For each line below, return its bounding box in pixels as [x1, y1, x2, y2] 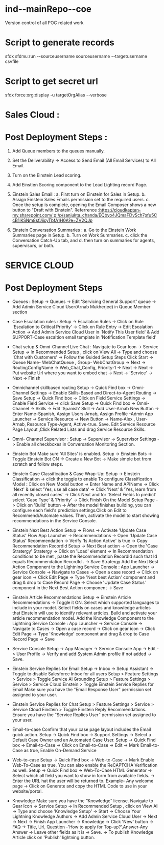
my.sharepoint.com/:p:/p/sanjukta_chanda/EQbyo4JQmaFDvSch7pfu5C [12, 212, 158, 218]
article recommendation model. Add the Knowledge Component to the [12, 615, 154, 621]
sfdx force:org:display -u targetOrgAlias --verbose [5, 92, 107, 98]
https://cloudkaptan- [99, 207, 141, 212]
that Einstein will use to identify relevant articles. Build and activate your [12, 610, 158, 616]
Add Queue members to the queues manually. [12, 148, 105, 153]
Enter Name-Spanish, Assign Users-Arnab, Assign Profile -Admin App [12, 411, 153, 417]
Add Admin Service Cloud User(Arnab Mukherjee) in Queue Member [12, 304, 151, 310]
